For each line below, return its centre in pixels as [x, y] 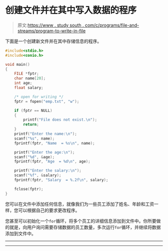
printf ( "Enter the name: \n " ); [46, 134]
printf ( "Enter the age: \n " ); [44, 152]
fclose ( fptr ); [29, 189]
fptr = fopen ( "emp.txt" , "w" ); [47, 101]
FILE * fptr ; [26, 74]
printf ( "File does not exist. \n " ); [60, 120]
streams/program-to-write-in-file [51, 31]
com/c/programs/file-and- [112, 25]
